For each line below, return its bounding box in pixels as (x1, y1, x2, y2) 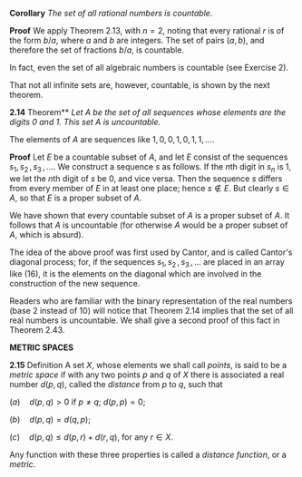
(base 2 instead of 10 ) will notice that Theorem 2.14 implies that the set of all (9, 305, 294, 316)
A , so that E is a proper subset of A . (9, 192, 142, 203)
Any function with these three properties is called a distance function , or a (9, 449, 287, 460)
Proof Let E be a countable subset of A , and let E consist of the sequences (9, 151, 288, 162)
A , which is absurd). (9, 229, 84, 239)
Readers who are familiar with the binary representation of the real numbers (9, 295, 293, 307)
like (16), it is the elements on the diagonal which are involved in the (9, 268, 262, 279)
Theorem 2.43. (9, 324, 65, 335)
